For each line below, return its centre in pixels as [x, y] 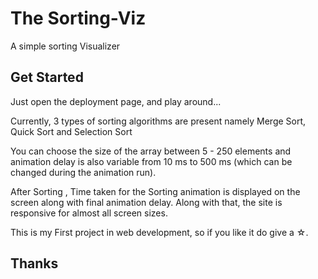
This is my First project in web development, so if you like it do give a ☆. [159, 232]
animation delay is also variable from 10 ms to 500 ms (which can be [151, 161]
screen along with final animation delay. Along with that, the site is [146, 202]
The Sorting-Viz [78, 18]
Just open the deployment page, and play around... [116, 101]
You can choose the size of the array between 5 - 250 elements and [151, 151]
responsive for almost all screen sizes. [89, 213]
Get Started [47, 77]
